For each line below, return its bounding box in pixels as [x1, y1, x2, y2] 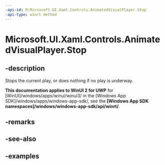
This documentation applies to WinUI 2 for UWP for [5, 87, 113, 93]
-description [5, 64, 45, 73]
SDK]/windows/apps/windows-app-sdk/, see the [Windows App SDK [5, 98, 149, 104]
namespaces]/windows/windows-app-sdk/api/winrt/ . [5, 103, 120, 109]
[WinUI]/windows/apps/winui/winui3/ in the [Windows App [5, 92, 126, 98]
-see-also [5, 135, 36, 143]
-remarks [5, 117, 35, 126]
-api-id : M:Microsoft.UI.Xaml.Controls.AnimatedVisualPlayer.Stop [5, 7, 146, 13]
